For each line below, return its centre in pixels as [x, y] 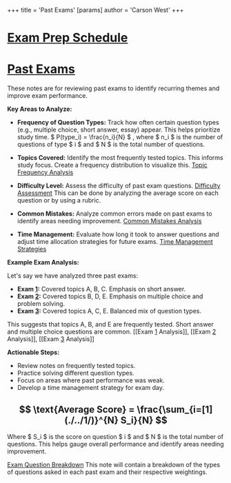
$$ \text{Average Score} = [77, 409]
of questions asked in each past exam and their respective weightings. [108, 472]
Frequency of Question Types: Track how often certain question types [118, 123]
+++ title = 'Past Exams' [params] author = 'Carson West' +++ [96, 10]
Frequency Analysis [45, 172]
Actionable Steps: [33, 352]
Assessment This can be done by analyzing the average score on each [118, 193]
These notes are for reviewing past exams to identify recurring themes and [113, 88]
